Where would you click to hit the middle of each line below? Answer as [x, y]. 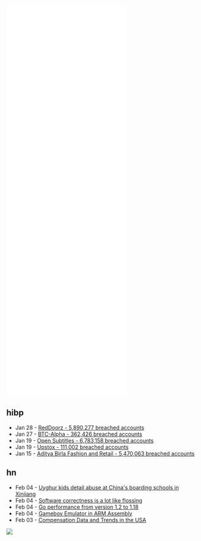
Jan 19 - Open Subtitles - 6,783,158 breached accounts [84, 440]
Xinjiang [25, 494]
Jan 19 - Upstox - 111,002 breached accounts [72, 447]
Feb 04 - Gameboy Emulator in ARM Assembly [74, 513]
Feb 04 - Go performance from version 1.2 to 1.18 [77, 507]
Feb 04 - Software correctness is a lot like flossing [79, 500]
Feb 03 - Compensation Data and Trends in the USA [81, 520]
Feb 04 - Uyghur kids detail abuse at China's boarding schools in [97, 487]
